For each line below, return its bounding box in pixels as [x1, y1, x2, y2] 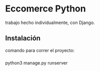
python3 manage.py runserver [5, 59, 68, 65]
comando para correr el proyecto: [5, 47, 75, 53]
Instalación [5, 34, 41, 42]
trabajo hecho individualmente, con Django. [5, 19, 95, 25]
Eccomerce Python [5, 3, 86, 14]
